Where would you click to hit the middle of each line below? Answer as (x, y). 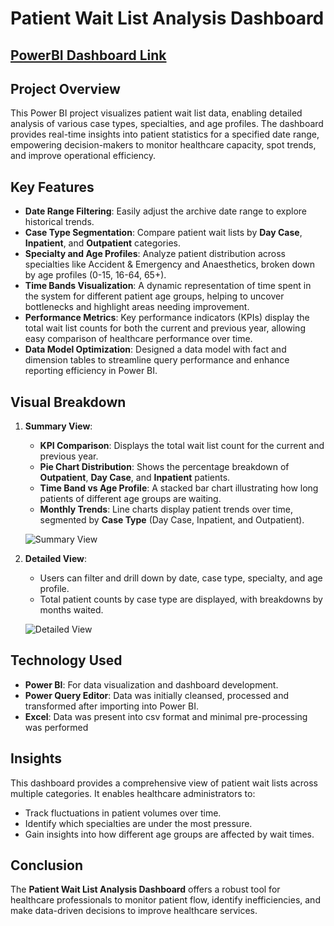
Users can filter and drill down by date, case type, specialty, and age (181, 578)
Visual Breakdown (68, 402)
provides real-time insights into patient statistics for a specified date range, (165, 134)
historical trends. (59, 222)
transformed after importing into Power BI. (111, 706)
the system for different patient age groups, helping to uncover (154, 296)
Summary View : (58, 426)
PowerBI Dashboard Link (88, 55)
